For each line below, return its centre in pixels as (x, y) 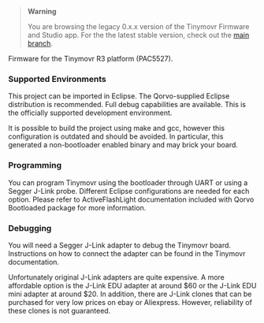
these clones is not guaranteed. (59, 310)
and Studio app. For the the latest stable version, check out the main (138, 35)
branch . (40, 43)
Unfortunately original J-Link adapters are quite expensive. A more (116, 277)
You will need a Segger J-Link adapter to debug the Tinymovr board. (119, 245)
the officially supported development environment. (90, 113)
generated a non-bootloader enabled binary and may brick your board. (123, 145)
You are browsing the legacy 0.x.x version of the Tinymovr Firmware (138, 26)
